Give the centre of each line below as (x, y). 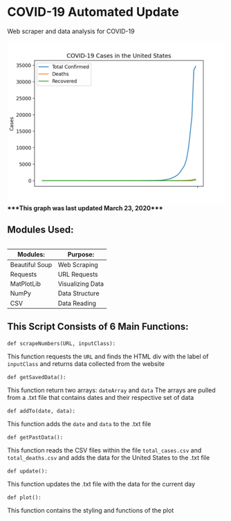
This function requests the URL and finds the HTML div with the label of (108, 356)
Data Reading (77, 303)
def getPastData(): (35, 437)
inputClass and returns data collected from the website (86, 363)
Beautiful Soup (31, 264)
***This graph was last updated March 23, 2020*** (85, 208)
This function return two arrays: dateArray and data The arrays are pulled (111, 390)
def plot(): (24, 497)
